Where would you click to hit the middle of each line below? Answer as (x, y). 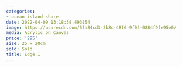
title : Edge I (23, 54)
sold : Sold (19, 49)
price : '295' (22, 38)
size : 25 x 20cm (26, 44)
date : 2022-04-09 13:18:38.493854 (48, 22)
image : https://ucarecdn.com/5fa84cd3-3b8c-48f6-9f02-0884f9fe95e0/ (91, 27)
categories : (20, 11)
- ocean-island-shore (32, 17)
